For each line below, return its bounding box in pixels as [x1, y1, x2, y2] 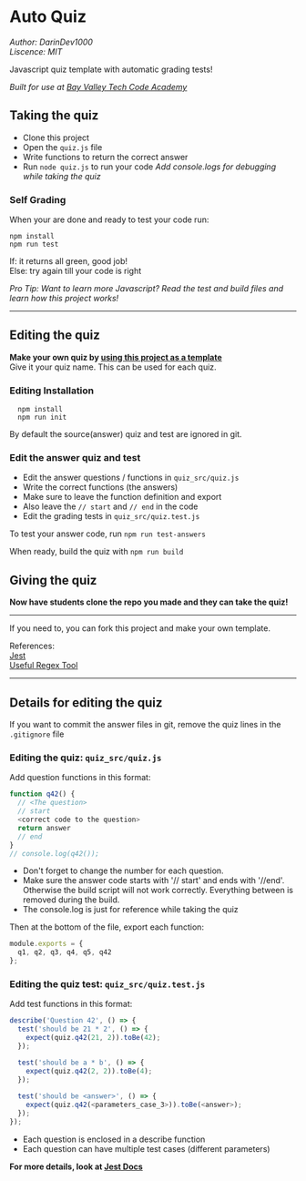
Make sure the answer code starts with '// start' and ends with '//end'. [22, 875, 285, 886]
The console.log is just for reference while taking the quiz [22, 904, 239, 915]
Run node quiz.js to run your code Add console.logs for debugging [22, 161, 276, 172]
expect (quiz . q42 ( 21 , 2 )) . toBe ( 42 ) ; [25, 1033, 161, 1043]
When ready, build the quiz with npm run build [9, 546, 184, 557]
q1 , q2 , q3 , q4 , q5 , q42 [17, 948, 112, 957]
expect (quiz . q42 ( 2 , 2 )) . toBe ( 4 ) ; [25, 1066, 153, 1075]
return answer [17, 823, 71, 832]
